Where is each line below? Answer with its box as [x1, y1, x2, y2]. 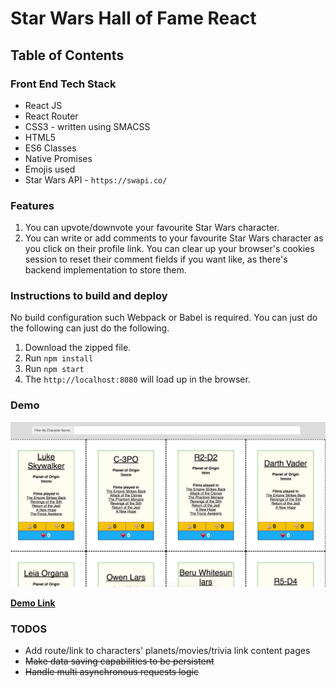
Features [10, 198, 55, 212]
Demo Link [10, 597, 56, 609]
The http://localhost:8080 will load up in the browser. [24, 373, 251, 386]
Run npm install [24, 352, 94, 364]
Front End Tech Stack [10, 77, 117, 91]
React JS [24, 99, 63, 111]
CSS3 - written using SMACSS [24, 120, 151, 132]
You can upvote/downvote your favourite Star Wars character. [24, 222, 280, 234]
